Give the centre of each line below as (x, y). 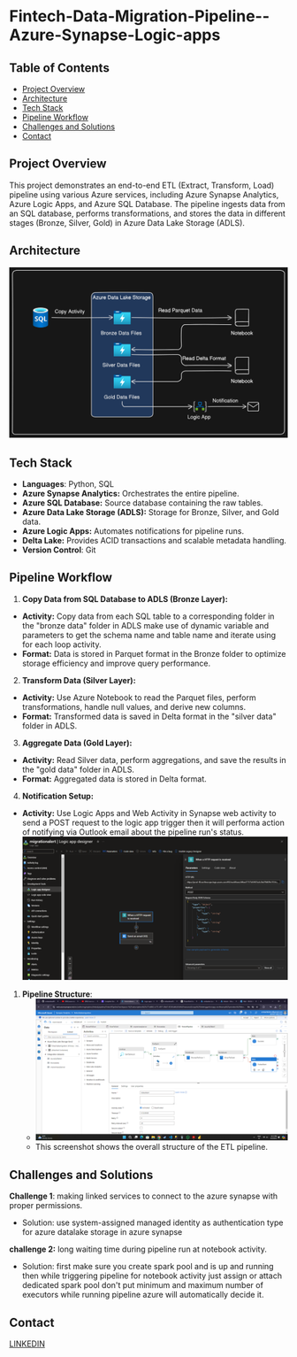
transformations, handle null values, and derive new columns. (134, 706)
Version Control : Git (59, 550)
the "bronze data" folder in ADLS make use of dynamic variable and (145, 625)
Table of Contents (60, 68)
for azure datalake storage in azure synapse (102, 1232)
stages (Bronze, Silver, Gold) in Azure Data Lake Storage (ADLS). (127, 222)
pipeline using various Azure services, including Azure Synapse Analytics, (144, 194)
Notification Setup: (58, 796)
